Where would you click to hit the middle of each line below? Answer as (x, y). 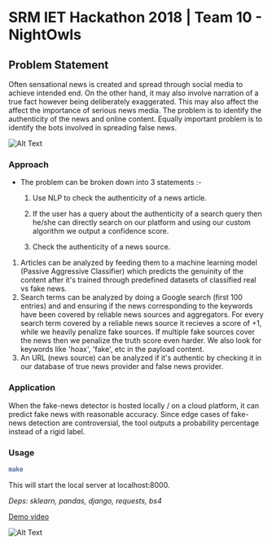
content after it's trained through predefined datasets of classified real (138, 280)
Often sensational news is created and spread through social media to (126, 84)
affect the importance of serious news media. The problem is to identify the (135, 110)
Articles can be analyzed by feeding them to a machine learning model (139, 263)
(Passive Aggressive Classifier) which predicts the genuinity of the (132, 271)
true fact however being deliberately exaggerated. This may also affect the (134, 101)
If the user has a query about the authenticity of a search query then (147, 214)
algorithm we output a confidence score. (101, 231)
